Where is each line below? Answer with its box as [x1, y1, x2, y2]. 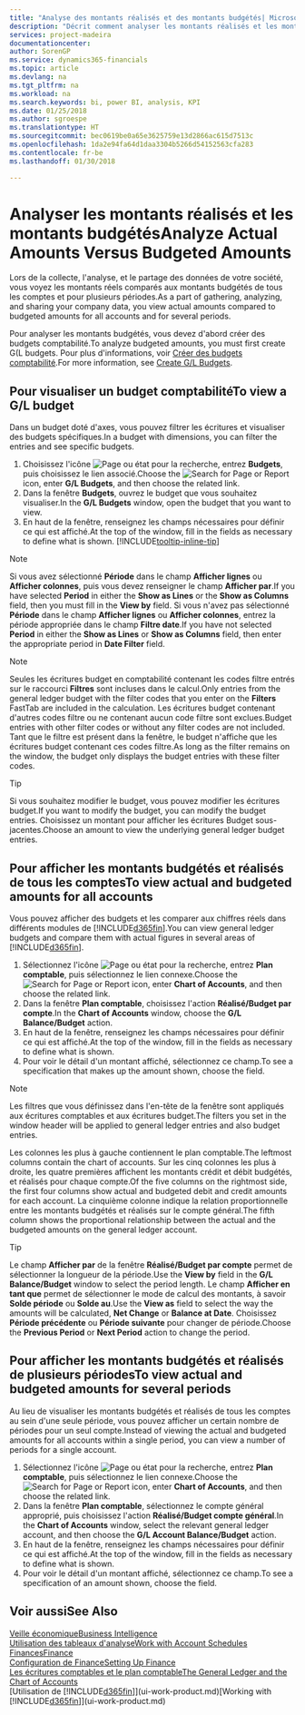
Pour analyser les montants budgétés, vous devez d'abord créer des [9, 328, 266, 339]
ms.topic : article [9, 64, 79, 73]
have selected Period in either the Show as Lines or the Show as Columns [9, 591, 289, 602]
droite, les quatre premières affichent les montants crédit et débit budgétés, [9, 1167, 292, 1178]
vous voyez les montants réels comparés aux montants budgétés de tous [9, 282, 283, 293]
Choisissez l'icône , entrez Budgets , [22, 459, 283, 470]
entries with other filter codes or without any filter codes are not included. [9, 722, 286, 733]
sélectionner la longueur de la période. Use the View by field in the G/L [9, 1269, 274, 1280]
